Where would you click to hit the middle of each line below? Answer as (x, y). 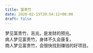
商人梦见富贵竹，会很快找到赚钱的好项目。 (48, 46)
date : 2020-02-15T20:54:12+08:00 (39, 14)
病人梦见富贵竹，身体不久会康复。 (39, 39)
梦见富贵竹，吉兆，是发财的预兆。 (39, 33)
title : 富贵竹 (18, 10)
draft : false (18, 19)
